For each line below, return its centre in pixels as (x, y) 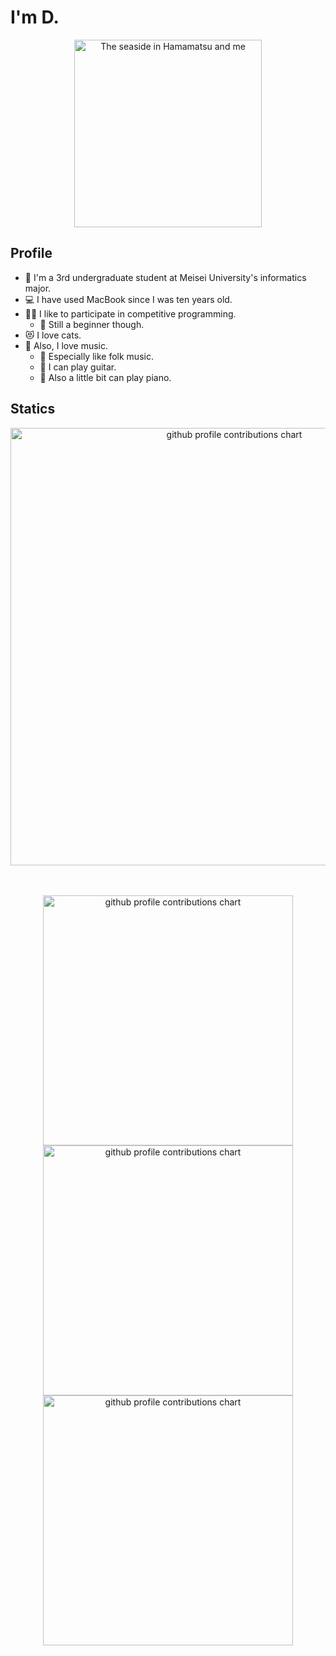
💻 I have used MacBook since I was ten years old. (128, 299)
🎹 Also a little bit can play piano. (105, 377)
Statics (33, 409)
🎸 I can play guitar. (78, 367)
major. (38, 288)
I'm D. (35, 17)
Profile (31, 253)
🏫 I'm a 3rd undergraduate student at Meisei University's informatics (165, 277)
